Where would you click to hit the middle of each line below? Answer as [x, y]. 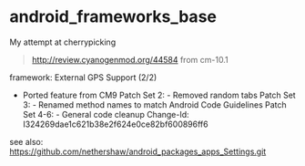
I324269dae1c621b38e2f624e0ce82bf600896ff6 [115, 124]
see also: [26, 141]
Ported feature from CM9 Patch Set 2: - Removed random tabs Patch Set [159, 95]
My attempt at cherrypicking [63, 42]
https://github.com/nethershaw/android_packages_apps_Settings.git [138, 151]
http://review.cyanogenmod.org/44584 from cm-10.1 [130, 59]
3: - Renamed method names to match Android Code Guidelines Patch [154, 104]
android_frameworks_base [113, 17]
